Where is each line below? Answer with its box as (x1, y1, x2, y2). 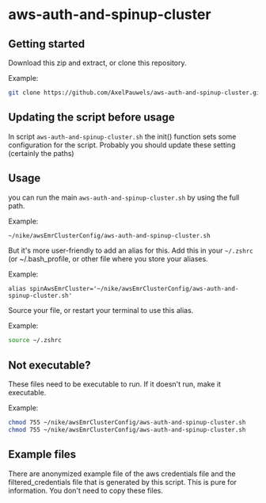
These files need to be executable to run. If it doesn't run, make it (8, 379, 222, 389)
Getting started (8, 37, 85, 51)
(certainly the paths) (8, 148, 74, 158)
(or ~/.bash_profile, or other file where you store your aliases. (8, 254, 208, 264)
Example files (8, 448, 77, 461)
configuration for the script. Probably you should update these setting (8, 140, 236, 150)
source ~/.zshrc (8, 337, 62, 345)
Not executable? (8, 358, 91, 372)
